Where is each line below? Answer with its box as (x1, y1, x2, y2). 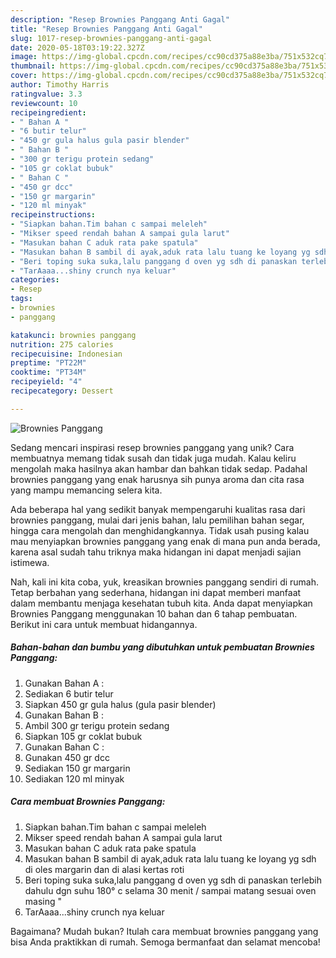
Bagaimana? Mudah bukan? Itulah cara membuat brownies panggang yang (10, 925, 319, 937)
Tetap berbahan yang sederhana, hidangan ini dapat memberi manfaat (10, 586, 302, 598)
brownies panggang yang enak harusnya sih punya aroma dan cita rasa (10, 473, 305, 485)
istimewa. (10, 556, 50, 568)
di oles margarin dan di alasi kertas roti (24, 863, 185, 875)
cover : (10, 71, 38, 81)
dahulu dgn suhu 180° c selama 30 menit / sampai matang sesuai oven (24, 884, 317, 896)
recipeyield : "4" (10, 377, 83, 387)
